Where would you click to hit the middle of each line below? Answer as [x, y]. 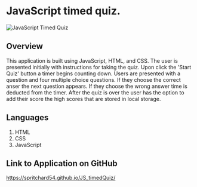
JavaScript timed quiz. [63, 11]
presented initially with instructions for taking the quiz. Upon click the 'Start [99, 67]
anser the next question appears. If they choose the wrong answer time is [97, 86]
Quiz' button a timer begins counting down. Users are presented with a [93, 73]
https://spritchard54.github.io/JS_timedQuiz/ [61, 178]
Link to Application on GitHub [62, 163]
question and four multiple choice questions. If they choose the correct [93, 79]
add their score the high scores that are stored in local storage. [84, 99]
